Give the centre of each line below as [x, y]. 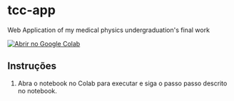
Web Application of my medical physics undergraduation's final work [109, 30]
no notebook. [37, 90]
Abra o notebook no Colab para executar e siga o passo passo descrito [122, 83]
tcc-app [31, 10]
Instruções [32, 66]
